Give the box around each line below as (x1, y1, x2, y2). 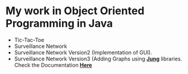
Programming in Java (5, 17, 114, 30)
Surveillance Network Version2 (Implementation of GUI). (14, 49, 152, 56)
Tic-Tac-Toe (14, 36, 45, 43)
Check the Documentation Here (14, 61, 93, 69)
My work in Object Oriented (5, 4, 145, 18)
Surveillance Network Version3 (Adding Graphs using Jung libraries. (14, 55, 183, 62)
